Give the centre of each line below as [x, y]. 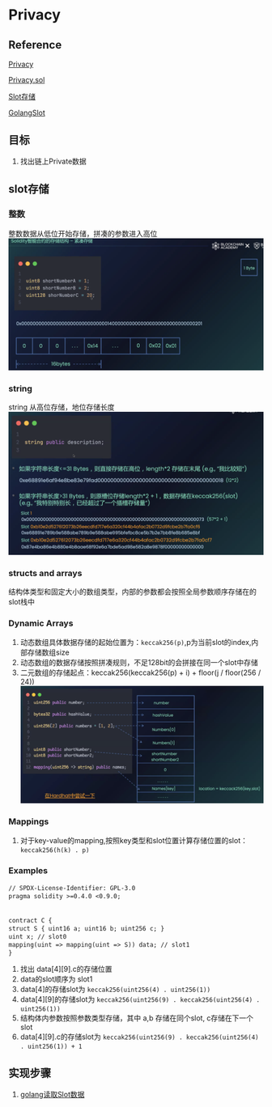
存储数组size [49, 652]
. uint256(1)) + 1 [51, 1046]
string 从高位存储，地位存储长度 [62, 407]
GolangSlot [27, 112]
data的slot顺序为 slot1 [56, 979]
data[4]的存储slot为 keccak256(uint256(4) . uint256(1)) [115, 989]
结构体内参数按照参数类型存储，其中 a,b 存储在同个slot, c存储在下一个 [136, 1018]
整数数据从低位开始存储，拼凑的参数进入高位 [83, 233]
